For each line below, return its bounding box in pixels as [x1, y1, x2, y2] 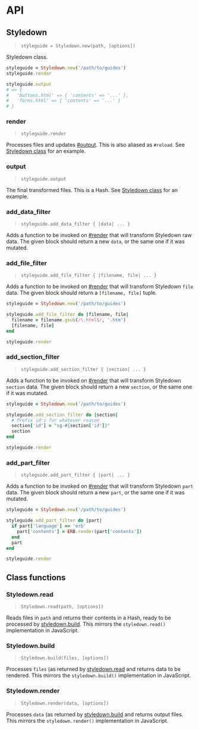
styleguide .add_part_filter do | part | [6, 518, 102, 524]
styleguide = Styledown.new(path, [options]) [20, 43, 135, 49]
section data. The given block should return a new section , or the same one [6, 383, 192, 390]
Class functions [6, 572, 66, 582]
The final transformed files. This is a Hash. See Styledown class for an [6, 186, 178, 193]
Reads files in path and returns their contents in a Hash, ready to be [6, 614, 171, 621]
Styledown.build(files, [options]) [20, 655, 109, 661]
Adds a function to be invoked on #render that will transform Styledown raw [6, 231, 192, 239]
